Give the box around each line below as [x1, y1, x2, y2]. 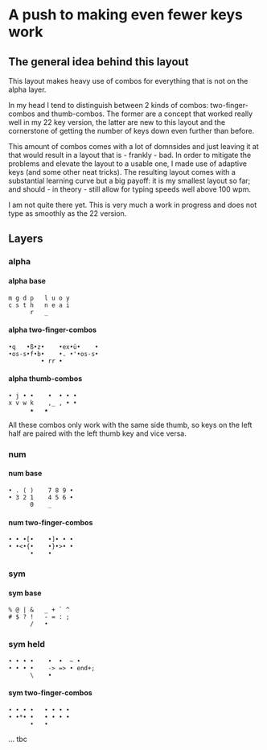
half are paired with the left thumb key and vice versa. [8, 429, 187, 438]
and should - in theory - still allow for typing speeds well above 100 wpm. [8, 184, 252, 194]
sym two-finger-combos [8, 688, 92, 698]
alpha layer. [8, 85, 47, 94]
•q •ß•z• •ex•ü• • [8, 342, 99, 351]
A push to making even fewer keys [8, 6, 244, 24]
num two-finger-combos [8, 517, 93, 527]
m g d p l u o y [8, 294, 70, 302]
